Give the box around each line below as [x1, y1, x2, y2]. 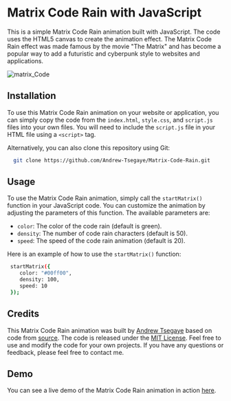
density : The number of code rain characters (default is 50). [16, 229, 188, 238]
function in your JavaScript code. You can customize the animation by [7, 202, 206, 210]
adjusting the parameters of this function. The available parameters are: [7, 208, 210, 217]
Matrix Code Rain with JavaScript [7, 5, 202, 21]
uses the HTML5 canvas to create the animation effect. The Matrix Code [7, 34, 212, 43]
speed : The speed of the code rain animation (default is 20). [16, 237, 186, 245]
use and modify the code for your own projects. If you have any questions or [7, 340, 224, 349]
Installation [7, 90, 56, 102]
